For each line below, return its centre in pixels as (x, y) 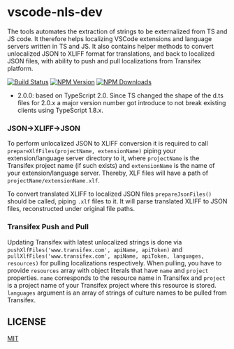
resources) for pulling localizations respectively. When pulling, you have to (115, 263)
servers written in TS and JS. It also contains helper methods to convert (111, 46)
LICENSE (27, 321)
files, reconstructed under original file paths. (71, 209)
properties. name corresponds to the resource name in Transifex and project (116, 278)
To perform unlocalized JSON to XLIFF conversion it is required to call (108, 144)
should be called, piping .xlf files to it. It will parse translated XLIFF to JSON (117, 201)
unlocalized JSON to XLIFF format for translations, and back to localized (111, 54)
